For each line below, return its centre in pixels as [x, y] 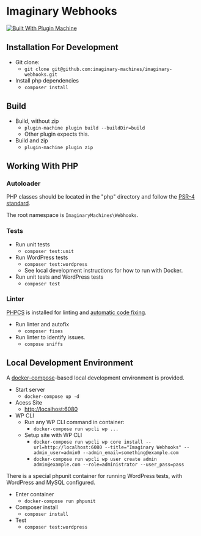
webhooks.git [41, 75]
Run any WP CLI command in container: [74, 422]
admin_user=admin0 [57, 453]
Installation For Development [62, 47]
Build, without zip [37, 121]
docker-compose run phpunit [60, 501]
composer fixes [43, 331]
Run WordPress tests [42, 257]
